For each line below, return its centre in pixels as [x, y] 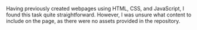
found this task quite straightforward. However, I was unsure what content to [99, 15]
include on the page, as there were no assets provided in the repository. [93, 21]
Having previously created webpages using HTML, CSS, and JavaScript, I [95, 9]
